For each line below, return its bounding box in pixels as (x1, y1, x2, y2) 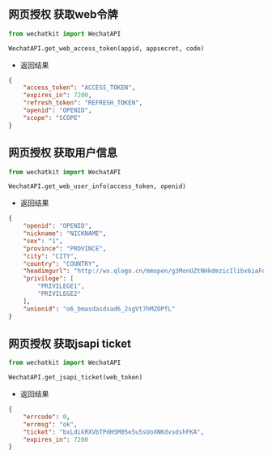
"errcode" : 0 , (23, 413, 70, 421)
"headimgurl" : (23, 267, 70, 276)
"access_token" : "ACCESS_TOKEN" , (23, 83, 136, 92)
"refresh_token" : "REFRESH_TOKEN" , (23, 99, 143, 107)
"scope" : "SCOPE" (23, 113, 82, 122)
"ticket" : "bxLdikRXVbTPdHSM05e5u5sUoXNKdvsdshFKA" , (23, 428, 205, 436)
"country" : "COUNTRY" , (23, 259, 100, 268)
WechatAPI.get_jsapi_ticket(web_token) (8, 374, 143, 382)
